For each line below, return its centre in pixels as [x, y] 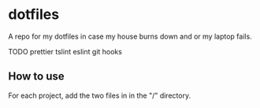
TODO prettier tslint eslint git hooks [65, 51]
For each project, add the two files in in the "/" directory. [100, 95]
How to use [36, 76]
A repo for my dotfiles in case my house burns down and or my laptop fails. [130, 36]
